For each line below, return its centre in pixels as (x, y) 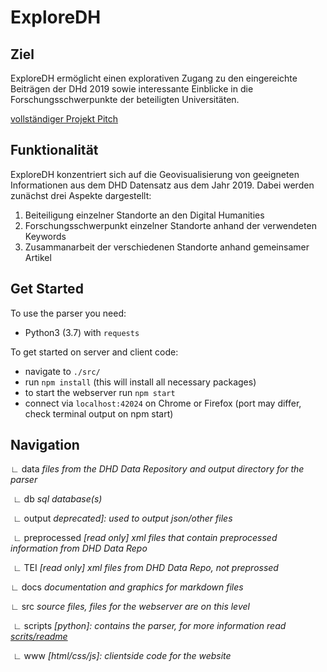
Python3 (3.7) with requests (82, 332)
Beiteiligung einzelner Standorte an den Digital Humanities (144, 215)
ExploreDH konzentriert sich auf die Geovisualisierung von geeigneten (155, 174)
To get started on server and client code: (94, 352)
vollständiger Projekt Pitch (64, 119)
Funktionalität (54, 150)
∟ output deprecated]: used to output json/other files (122, 518)
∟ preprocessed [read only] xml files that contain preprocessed (145, 538)
